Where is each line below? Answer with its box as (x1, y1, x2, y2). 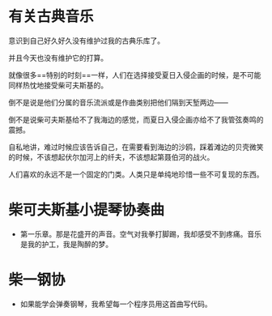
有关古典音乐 (8, 7, 95, 26)
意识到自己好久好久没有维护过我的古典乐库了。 (8, 36, 164, 45)
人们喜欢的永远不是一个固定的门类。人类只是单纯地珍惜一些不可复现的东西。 (8, 169, 264, 179)
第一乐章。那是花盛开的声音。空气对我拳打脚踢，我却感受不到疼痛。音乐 (19, 228, 261, 239)
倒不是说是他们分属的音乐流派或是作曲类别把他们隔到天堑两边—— (8, 97, 228, 107)
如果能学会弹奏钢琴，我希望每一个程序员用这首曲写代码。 (19, 299, 212, 309)
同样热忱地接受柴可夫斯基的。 (8, 80, 108, 90)
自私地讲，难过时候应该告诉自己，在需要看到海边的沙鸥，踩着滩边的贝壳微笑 (8, 142, 264, 152)
